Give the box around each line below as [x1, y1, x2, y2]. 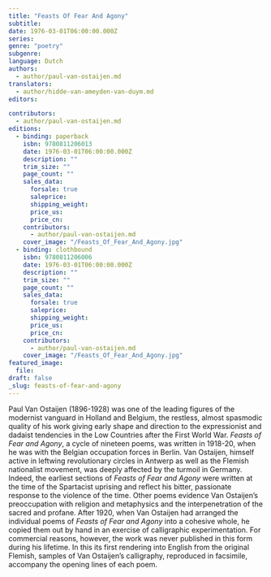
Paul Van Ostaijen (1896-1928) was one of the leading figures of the [8, 404, 235, 414]
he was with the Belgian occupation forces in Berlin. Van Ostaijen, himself [8, 447, 255, 457]
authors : [8, 65, 38, 73]
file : [15, 367, 35, 375]
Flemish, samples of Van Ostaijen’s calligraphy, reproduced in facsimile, [8, 550, 247, 561]
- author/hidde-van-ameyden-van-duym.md [15, 87, 154, 96]
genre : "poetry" [8, 42, 63, 50]
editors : [8, 95, 38, 103]
